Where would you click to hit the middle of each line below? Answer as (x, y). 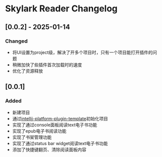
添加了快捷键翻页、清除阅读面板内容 (49, 150)
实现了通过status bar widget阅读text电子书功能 (60, 143)
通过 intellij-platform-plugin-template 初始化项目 (60, 118)
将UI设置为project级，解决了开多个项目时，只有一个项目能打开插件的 (82, 52)
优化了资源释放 (27, 71)
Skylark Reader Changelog (61, 9)
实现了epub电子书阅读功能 (39, 131)
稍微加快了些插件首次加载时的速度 (47, 64)
